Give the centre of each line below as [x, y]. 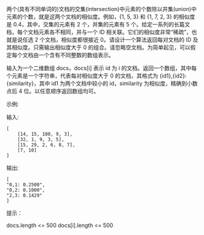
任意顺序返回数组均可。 [69, 91]
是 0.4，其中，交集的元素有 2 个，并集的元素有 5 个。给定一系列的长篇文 [98, 24]
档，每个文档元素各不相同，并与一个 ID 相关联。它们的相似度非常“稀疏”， [99, 32]
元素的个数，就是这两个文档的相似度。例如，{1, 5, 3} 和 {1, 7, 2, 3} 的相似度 [101, 17]
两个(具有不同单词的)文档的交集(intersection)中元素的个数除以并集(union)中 [101, 9]
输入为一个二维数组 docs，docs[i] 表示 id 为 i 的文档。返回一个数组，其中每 [102, 68]
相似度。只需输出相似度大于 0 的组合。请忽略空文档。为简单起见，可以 [101, 47]
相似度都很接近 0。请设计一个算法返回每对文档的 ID [126, 40]
